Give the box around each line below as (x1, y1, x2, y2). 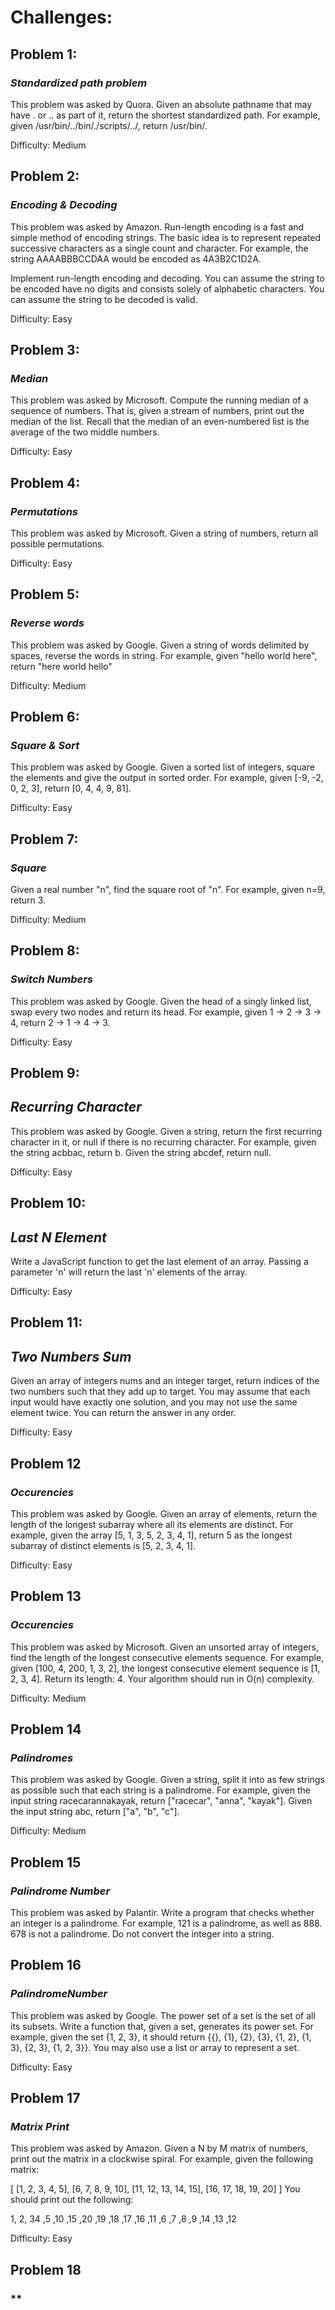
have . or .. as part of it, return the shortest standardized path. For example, (10, 109, 321, 121)
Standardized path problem (10, 76, 148, 90)
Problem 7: (10, 831, 79, 848)
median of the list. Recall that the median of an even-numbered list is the (10, 416, 310, 428)
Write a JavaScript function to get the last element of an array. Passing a (10, 1256, 309, 1268)
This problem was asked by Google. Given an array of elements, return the (10, 1507, 318, 1520)
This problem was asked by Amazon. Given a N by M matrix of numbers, (10, 2142, 308, 2155)
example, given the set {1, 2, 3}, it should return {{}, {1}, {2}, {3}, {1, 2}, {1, (10, 2031, 312, 2043)
